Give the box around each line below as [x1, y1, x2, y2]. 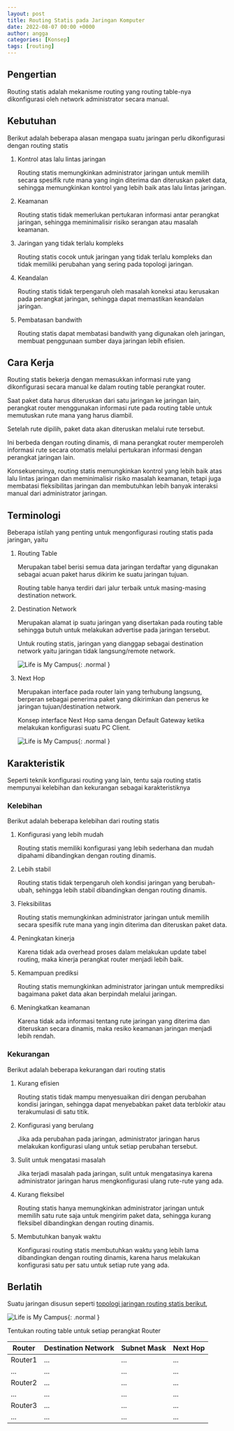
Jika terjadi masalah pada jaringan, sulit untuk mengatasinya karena [17, 1169, 213, 1177]
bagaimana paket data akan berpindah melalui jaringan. [17, 990, 177, 999]
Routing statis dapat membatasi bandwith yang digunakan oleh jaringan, [17, 329, 226, 337]
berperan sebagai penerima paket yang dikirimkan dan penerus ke [17, 695, 210, 704]
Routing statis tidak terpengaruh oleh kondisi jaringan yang [17, 879, 187, 887]
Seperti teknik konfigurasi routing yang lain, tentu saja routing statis [7, 776, 201, 785]
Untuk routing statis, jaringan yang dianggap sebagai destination [17, 639, 204, 648]
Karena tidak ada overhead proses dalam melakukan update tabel [17, 947, 207, 957]
